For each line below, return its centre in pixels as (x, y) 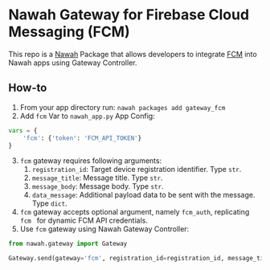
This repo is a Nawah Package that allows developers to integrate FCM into (133, 54)
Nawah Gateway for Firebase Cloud (129, 15)
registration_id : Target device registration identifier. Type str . (137, 170)
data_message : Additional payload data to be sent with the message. (143, 195)
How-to (28, 88)
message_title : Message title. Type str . (97, 178)
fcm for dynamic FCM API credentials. (84, 221)
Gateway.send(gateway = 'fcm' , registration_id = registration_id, (117, 259)
